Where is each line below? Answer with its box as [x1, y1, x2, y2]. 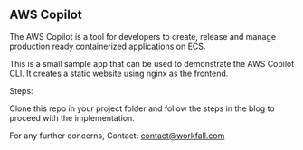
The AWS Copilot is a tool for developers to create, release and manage [9, 31, 277, 42]
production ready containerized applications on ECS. [9, 41, 206, 52]
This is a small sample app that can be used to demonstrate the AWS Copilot [9, 58, 295, 69]
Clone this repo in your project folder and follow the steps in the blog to [9, 103, 275, 114]
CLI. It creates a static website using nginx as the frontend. [9, 68, 229, 79]
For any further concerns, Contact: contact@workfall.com [9, 130, 225, 141]
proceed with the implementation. [9, 112, 136, 123]
